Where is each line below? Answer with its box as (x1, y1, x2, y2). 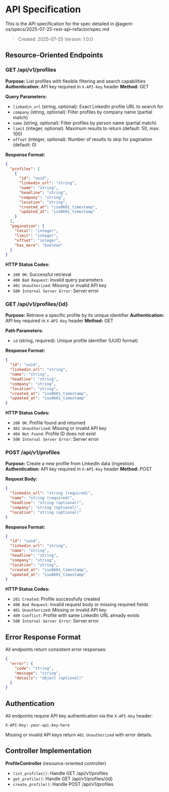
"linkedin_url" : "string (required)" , (10, 491, 93, 496)
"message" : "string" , (14, 670, 61, 676)
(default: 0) (12, 141, 37, 147)
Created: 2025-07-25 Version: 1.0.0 (17, 36, 93, 42)
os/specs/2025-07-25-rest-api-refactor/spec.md (5, 26, 109, 32)
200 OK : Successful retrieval (12, 271, 72, 278)
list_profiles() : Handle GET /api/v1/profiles (12, 770, 108, 776)
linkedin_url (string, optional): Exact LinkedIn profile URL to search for (12, 103, 163, 109)
